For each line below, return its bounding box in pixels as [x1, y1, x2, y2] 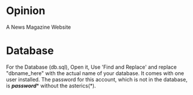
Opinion [6, 4, 46, 18]
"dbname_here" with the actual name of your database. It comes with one [6, 69, 184, 77]
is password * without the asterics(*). [6, 82, 96, 89]
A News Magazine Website [6, 23, 72, 30]
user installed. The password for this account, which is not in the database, [6, 76, 188, 83]
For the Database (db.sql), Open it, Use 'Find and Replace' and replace [6, 63, 177, 70]
